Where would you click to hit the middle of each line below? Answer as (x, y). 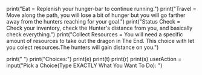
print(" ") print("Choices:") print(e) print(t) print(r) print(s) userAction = (94, 59)
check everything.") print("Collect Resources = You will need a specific (95, 34)
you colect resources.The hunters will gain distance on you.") (83, 47)
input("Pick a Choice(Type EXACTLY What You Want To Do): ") (84, 65)
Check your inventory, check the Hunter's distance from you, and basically (99, 28)
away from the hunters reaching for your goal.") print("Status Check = (93, 21)
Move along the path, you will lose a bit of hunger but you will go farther (96, 15)
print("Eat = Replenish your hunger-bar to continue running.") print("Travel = (101, 9)
